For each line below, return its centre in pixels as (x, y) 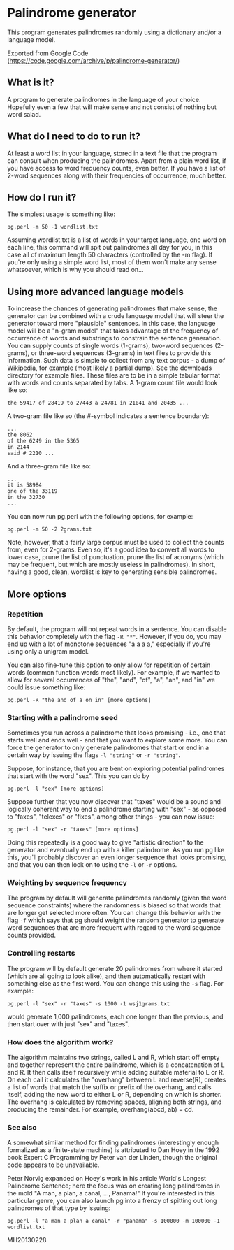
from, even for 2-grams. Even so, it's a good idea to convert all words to (111, 549)
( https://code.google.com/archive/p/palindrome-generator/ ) (94, 60)
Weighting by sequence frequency (67, 883)
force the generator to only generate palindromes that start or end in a (108, 748)
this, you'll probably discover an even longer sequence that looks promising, (117, 857)
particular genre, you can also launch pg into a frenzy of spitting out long (112, 1201)
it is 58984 (24, 485)
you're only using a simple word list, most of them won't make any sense (112, 262)
